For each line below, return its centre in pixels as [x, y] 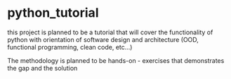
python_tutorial [53, 13]
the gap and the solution [42, 68]
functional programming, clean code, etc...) [70, 47]
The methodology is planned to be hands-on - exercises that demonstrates [116, 60]
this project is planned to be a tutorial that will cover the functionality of [110, 32]
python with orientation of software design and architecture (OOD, [103, 39]
